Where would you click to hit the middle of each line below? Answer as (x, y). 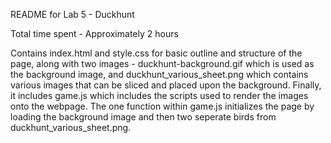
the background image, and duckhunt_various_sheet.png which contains (159, 74)
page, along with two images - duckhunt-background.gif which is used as (162, 63)
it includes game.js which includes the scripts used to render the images (159, 95)
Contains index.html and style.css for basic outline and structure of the (156, 53)
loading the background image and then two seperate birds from (143, 117)
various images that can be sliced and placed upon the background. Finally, (166, 85)
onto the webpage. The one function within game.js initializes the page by (162, 106)
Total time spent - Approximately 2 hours (94, 33)
